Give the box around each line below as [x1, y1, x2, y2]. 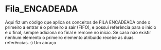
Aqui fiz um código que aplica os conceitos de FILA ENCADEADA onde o [5, 19, 151, 25]
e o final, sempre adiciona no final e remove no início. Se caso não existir [5, 29, 151, 35]
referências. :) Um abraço [5, 39, 56, 45]
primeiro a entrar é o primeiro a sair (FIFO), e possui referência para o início [5, 24, 157, 30]
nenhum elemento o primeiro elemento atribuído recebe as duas [5, 35, 134, 40]
